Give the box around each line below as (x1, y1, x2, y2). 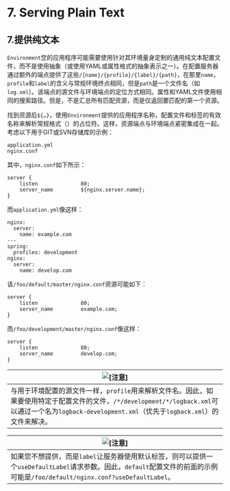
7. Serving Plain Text (7, 5, 125, 21)
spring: (7, 243, 29, 250)
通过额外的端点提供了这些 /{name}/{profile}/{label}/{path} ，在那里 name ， (7, 71, 220, 78)
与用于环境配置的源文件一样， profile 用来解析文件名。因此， (10, 386, 207, 396)
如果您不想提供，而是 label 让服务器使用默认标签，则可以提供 (10, 452, 207, 461)
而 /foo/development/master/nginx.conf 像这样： (7, 325, 142, 332)
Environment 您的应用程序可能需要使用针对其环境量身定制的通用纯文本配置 (7, 54, 215, 61)
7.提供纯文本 (7, 34, 60, 45)
